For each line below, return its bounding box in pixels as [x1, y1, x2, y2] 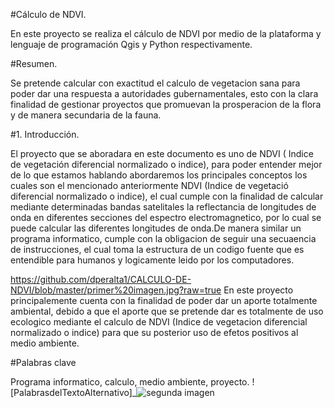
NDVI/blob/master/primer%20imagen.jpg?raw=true [10, 284, 222, 296]
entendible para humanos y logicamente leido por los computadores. [10, 254, 295, 266]
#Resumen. [10, 58, 58, 69]
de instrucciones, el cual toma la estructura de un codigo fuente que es [10, 244, 305, 255]
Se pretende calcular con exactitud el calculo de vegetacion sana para [10, 77, 301, 89]
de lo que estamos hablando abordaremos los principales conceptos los [10, 169, 308, 181]
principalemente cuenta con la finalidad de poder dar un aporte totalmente [10, 295, 318, 306]
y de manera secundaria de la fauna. [10, 109, 162, 121]
